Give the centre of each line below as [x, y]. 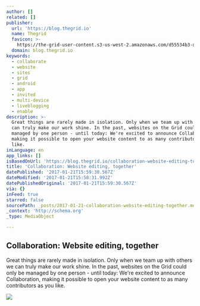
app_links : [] [24, 155]
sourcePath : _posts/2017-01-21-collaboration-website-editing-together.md [101, 205]
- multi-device [30, 100]
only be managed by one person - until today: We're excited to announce [96, 273]
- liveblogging [30, 106]
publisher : [20, 23]
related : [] [21, 17]
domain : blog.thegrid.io [42, 51]
